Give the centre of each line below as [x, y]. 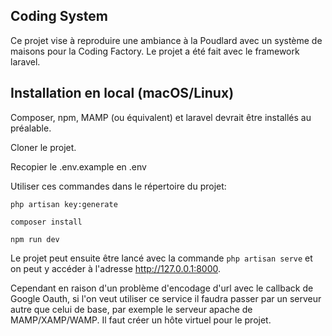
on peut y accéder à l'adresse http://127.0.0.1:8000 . [116, 268]
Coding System [59, 16]
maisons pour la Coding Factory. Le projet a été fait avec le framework [155, 51]
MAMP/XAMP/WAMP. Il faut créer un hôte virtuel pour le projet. [141, 320]
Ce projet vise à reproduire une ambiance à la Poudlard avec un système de [166, 40]
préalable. [31, 128]
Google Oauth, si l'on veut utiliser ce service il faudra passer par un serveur [166, 298]
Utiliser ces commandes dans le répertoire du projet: [118, 186]
